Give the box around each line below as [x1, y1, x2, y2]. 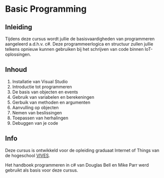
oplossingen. [5, 51, 31, 57]
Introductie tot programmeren [12, 84, 72, 89]
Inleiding [5, 23, 33, 31]
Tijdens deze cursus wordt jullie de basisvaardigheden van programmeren [5, 36, 155, 42]
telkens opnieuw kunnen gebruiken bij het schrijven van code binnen [5, 46, 144, 52]
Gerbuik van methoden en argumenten [12, 99, 91, 105]
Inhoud [5, 66, 27, 74]
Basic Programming [5, 3, 87, 15]
